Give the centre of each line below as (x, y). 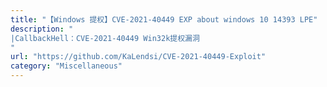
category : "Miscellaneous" (66, 66)
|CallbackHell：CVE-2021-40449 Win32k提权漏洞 (105, 38)
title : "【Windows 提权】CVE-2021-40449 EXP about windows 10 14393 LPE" (164, 19)
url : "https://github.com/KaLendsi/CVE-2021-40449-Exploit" (138, 57)
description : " (42, 29)
